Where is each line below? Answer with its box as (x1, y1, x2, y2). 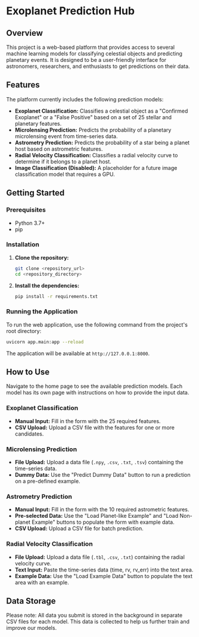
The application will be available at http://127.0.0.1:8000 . (6, 350, 150, 357)
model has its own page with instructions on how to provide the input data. (6, 389, 189, 396)
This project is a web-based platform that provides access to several (6, 43, 175, 51)
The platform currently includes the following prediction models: (6, 95, 164, 102)
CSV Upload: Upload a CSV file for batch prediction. (14, 525, 144, 532)
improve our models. (6, 624, 57, 632)
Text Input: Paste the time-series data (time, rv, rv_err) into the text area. (14, 566, 194, 573)
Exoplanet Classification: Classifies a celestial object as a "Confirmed (14, 107, 188, 114)
